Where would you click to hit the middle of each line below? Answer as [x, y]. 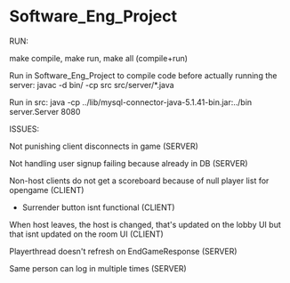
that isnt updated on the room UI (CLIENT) [87, 234]
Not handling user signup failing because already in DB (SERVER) [129, 163]
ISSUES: [24, 129]
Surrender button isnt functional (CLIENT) [98, 207]
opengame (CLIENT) [47, 190]
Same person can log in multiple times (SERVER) [98, 268]
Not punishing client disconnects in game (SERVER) [104, 146]
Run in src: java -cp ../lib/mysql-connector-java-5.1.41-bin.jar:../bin [131, 102]
